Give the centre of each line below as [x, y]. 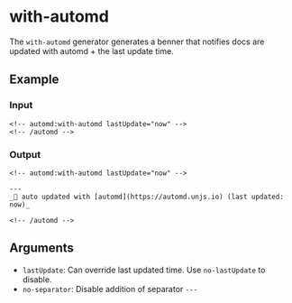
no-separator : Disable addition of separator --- [110, 289]
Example [34, 80]
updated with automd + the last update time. [91, 50]
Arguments [42, 248]
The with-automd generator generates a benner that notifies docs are [137, 41]
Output [25, 154]
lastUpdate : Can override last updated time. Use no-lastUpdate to [144, 270]
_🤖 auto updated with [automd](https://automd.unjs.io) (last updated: [146, 197]
